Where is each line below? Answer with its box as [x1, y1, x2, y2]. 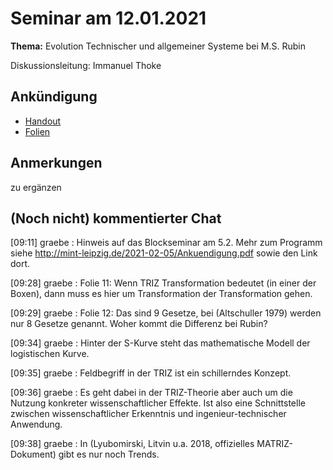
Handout [24, 115, 62, 127]
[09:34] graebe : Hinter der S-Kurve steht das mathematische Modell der [10, 337, 311, 349]
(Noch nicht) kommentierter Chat [10, 210, 222, 227]
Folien [24, 125, 51, 137]
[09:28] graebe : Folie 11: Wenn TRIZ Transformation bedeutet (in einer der [10, 277, 317, 289]
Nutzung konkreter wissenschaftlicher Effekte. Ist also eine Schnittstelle [10, 397, 306, 409]
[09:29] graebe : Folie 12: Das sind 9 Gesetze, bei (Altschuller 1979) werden [10, 307, 322, 319]
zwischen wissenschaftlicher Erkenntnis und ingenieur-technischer [10, 408, 287, 420]
